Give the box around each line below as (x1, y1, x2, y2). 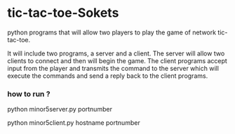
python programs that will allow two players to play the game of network (7, 28, 216, 36)
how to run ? (7, 89, 51, 99)
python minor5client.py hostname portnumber (7, 119, 140, 127)
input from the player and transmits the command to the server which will (7, 64, 220, 72)
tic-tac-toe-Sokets (7, 5, 119, 21)
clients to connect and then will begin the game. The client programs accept (7, 56, 228, 65)
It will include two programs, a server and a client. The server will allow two (7, 49, 225, 58)
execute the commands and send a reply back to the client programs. (7, 72, 208, 80)
